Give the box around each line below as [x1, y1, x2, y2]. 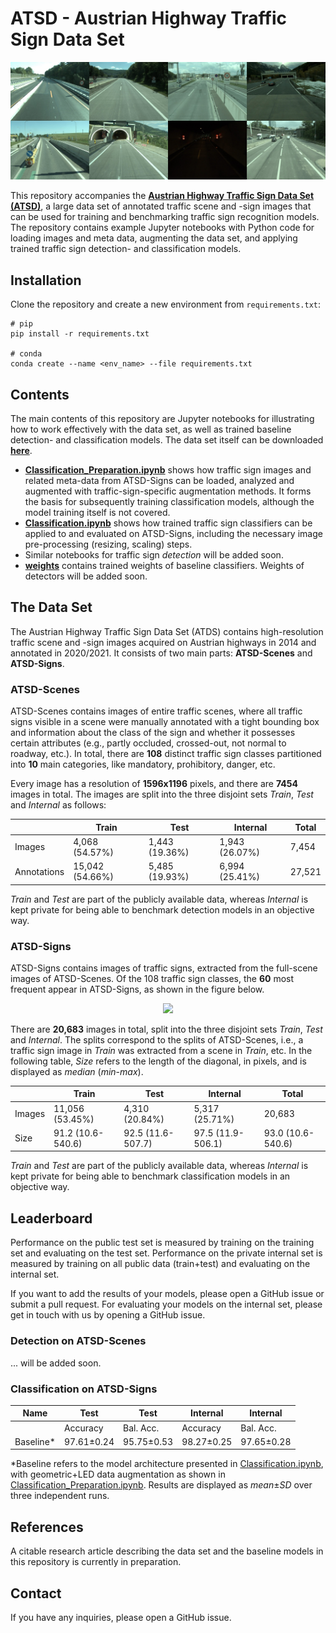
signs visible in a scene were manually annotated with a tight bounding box [10, 716, 320, 728]
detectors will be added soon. [24, 570, 148, 582]
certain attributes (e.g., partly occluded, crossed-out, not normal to [10, 737, 287, 749]
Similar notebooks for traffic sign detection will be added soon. [24, 549, 284, 561]
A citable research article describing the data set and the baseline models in [10, 1545, 324, 1557]
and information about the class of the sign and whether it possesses [10, 727, 296, 739]
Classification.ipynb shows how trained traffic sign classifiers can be [24, 517, 313, 529]
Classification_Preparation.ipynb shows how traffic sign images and [24, 464, 312, 476]
